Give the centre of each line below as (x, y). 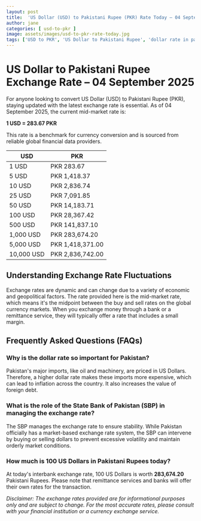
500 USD (22, 225)
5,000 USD (25, 244)
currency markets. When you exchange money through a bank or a (89, 309)
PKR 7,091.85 (71, 195)
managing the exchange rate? (50, 413)
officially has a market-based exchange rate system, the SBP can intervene (99, 433)
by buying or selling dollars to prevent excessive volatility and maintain (93, 439)
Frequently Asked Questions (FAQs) (74, 341)
